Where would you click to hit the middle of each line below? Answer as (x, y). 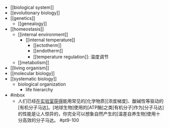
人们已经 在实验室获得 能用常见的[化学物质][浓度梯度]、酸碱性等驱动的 (91, 101)
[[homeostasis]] (27, 29)
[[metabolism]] (34, 62)
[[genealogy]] (32, 23)
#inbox (17, 95)
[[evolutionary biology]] (35, 13)
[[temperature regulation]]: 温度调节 (71, 57)
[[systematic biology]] (34, 79)
